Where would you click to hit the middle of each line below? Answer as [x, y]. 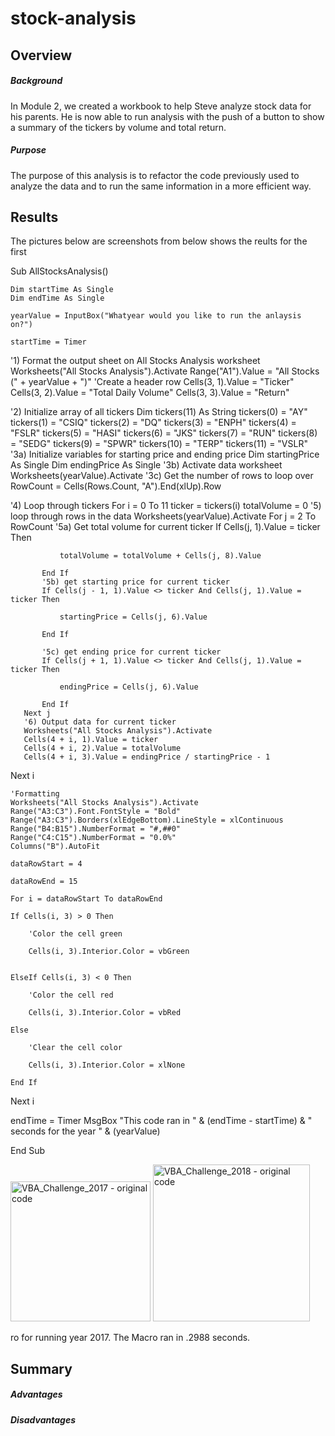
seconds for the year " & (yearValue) [85, 1131]
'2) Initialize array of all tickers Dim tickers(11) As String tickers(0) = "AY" [159, 412]
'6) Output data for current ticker [100, 722]
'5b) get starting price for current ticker [135, 582]
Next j [37, 713]
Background [36, 81]
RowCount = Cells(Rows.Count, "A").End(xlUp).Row [116, 486]
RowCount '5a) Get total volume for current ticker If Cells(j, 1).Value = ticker [165, 527]
